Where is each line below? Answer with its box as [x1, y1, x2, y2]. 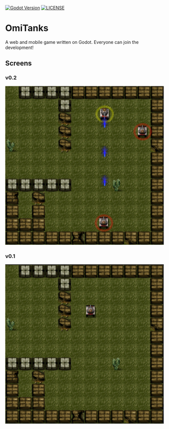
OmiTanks [5, 23, 49, 34]
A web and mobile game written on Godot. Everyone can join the [5, 39, 139, 45]
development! [5, 44, 34, 50]
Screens [5, 59, 32, 68]
